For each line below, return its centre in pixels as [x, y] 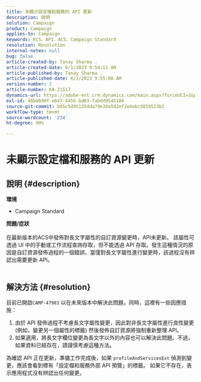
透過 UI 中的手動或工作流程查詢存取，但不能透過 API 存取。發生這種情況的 [97, 245]
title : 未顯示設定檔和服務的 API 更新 [49, 12]
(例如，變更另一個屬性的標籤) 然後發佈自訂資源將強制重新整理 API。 [98, 330]
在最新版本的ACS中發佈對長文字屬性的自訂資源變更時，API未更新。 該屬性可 [100, 238]
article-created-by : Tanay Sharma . [52, 62]
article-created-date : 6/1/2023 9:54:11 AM [61, 67]
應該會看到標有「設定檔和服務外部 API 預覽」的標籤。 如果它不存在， [102, 365]
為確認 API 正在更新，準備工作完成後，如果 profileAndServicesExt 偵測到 [97, 357]
